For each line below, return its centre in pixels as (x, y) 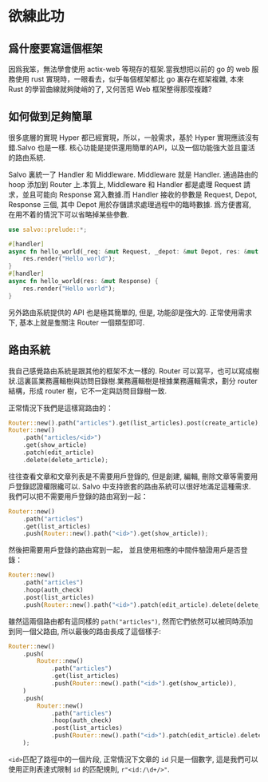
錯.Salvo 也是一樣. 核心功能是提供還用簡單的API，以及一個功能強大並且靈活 (132, 147)
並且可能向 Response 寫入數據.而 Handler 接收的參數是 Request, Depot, (140, 194)
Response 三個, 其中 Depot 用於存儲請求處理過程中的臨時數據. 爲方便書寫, (130, 204)
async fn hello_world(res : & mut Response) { (83, 281)
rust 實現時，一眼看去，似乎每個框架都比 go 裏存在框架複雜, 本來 (138, 79)
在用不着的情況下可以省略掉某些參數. (69, 214)
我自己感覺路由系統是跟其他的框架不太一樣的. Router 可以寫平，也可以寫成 (130, 371)
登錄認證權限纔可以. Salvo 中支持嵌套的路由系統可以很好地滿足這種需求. (133, 486)
